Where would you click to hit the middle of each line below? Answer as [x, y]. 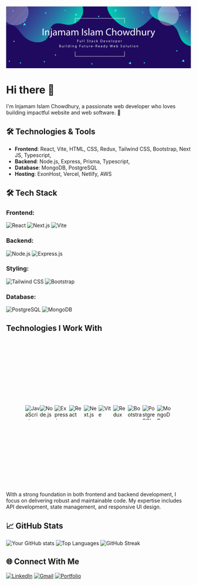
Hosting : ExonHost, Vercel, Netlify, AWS [63, 173]
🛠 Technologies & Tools [51, 132]
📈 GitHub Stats [35, 526]
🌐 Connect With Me [43, 562]
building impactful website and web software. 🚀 [64, 112]
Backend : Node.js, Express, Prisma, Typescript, [72, 161]
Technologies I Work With [54, 328]
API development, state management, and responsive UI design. [84, 507]
